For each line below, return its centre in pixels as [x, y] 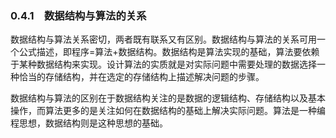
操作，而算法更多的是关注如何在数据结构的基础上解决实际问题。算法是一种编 [168, 111]
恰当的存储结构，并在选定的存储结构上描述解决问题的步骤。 [141, 77]
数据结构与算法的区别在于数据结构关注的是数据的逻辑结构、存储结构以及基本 [168, 98]
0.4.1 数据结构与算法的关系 [78, 15]
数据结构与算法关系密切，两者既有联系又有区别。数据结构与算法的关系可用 [163, 39]
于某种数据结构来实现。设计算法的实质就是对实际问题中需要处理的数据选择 [163, 64]
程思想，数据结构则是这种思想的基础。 [89, 123]
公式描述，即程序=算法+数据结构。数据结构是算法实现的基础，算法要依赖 [169, 52]
